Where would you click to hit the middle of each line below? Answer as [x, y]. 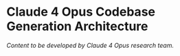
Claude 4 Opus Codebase [81, 12]
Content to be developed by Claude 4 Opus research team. [90, 45]
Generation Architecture [77, 26]
